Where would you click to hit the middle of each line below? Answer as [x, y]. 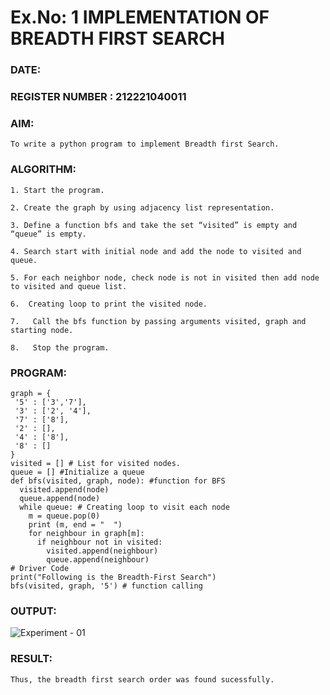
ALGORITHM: [43, 169]
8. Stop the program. [60, 347]
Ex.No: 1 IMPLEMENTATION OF [140, 17]
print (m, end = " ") [75, 524]
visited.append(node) [64, 489]
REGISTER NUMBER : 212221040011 [98, 97]
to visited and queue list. [69, 286]
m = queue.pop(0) [64, 516]
